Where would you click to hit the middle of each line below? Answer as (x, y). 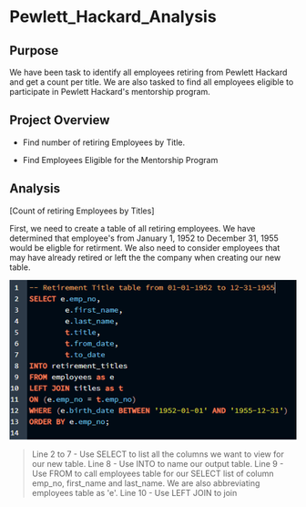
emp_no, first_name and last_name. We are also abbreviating (146, 483)
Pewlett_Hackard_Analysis (113, 17)
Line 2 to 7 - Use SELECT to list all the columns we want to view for (158, 454)
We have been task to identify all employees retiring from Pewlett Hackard (148, 72)
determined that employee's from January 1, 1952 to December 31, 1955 (144, 238)
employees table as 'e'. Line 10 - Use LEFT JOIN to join (134, 492)
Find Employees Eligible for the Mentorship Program (120, 160)
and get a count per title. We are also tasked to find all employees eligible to (152, 82)
